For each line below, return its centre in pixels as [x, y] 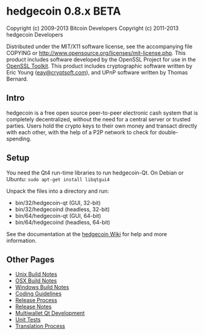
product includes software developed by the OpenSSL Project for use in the [101, 59]
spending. [19, 139]
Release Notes [33, 307]
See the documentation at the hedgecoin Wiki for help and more [87, 234]
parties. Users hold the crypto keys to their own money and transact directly [102, 126]
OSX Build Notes [36, 281]
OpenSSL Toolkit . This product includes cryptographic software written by [100, 66]
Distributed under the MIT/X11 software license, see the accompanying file [100, 46]
